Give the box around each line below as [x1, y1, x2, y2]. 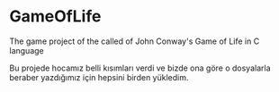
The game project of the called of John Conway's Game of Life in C [9, 36, 260, 46]
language [9, 45, 44, 55]
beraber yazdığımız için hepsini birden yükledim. [9, 71, 189, 82]
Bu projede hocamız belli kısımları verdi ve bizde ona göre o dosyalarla [9, 63, 272, 73]
